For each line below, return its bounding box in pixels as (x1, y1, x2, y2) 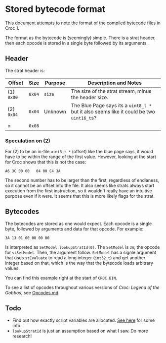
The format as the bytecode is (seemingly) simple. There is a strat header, (5, 35, 156, 41)
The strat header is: (5, 67, 45, 73)
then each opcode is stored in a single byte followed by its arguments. (5, 40, 148, 46)
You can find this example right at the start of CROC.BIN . (5, 275, 118, 281)
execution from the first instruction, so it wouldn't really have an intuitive (5, 188, 152, 194)
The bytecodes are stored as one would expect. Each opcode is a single (5, 221, 152, 227)
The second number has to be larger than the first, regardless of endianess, (5, 177, 160, 183)
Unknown (43, 108, 67, 115)
